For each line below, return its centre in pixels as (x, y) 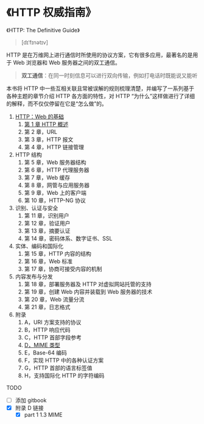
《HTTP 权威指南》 (51, 12)
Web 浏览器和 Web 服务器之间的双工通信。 (67, 62)
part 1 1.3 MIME (43, 415)
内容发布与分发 (34, 276)
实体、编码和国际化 (39, 246)
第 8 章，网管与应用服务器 (57, 185)
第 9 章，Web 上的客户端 (55, 193)
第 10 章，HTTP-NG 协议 (55, 200)
